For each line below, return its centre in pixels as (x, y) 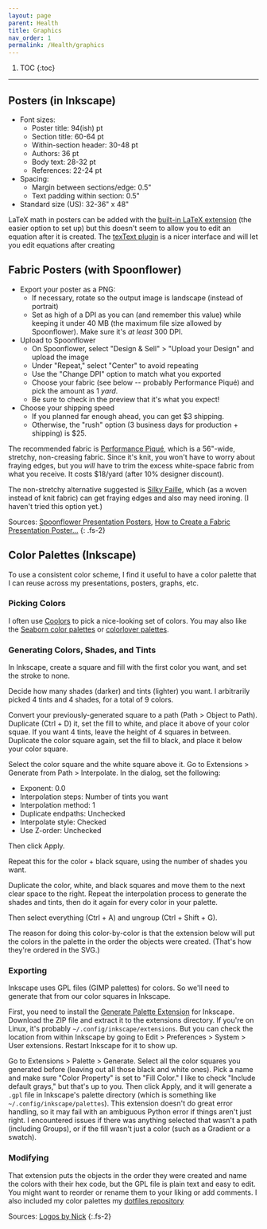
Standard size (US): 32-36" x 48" (74, 204)
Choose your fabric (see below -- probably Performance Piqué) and (143, 382)
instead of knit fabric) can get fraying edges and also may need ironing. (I (128, 498)
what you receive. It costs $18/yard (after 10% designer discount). (116, 474)
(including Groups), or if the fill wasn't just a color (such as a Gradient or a (130, 1129)
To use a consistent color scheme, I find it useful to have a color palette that (132, 574)
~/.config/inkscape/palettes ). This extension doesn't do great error (120, 1103)
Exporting (28, 971)
